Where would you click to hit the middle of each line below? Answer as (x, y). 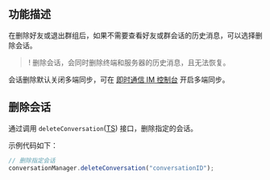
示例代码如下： (33, 145)
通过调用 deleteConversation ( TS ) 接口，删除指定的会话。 (103, 128)
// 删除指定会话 (32, 160)
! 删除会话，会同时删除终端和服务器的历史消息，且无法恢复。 (129, 62)
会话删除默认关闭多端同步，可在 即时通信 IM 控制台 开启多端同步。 (119, 80)
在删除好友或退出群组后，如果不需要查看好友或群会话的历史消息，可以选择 (132, 35)
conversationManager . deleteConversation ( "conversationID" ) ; (112, 168)
